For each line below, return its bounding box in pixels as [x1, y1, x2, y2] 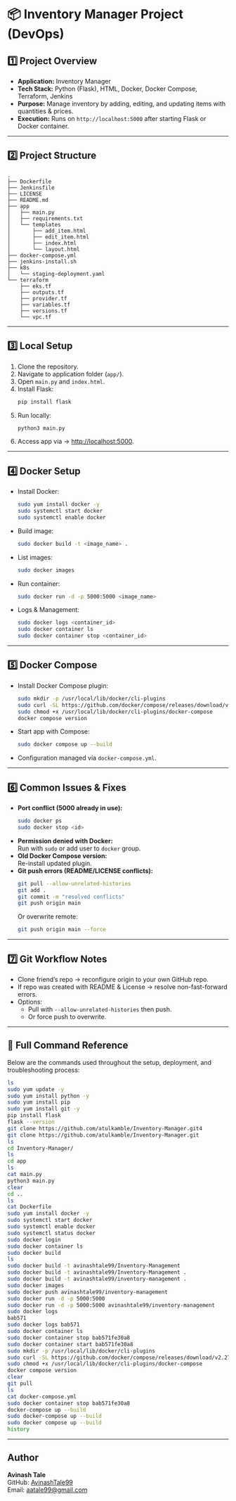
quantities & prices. [17, 107, 74, 115]
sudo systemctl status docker [7, 1229, 96, 1237]
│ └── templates [7, 221, 61, 228]
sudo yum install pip [7, 1099, 71, 1106]
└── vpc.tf [20, 313, 52, 321]
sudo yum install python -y [7, 1092, 90, 1099]
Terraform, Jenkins [17, 92, 73, 100]
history [7, 1426, 30, 1433]
